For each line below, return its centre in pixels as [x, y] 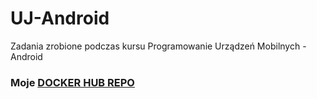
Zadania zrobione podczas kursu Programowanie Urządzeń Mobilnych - [158, 46]
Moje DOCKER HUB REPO [72, 82]
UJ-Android [60, 18]
